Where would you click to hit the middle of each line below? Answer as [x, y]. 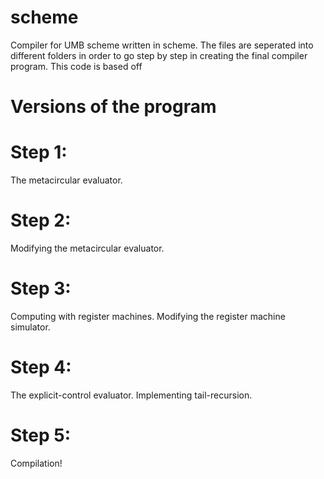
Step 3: [41, 288]
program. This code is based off [76, 66]
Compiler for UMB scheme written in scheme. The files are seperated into [162, 45]
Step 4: [41, 367]
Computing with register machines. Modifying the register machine [148, 316]
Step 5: [41, 435]
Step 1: [39, 152]
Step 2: [41, 220]
